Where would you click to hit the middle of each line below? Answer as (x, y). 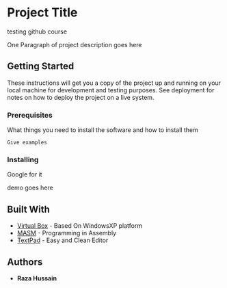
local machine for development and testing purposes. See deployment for (111, 90)
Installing (23, 159)
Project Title (42, 13)
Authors (25, 262)
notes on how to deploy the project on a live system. (81, 97)
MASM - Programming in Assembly (67, 233)
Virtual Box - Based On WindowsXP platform (80, 226)
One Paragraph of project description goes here (75, 44)
